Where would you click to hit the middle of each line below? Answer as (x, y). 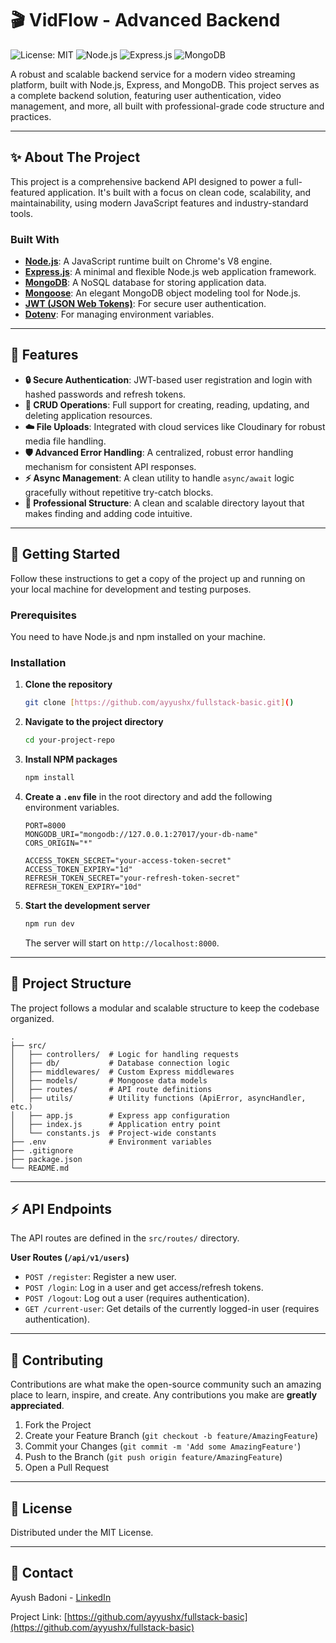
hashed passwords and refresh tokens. (105, 394)
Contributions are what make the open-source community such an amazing (166, 1384)
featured (28, 192)
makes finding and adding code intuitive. (108, 513)
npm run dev (49, 923)
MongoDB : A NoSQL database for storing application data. (145, 283)
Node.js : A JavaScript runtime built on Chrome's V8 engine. (148, 261)
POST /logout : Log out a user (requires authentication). (137, 1298)
